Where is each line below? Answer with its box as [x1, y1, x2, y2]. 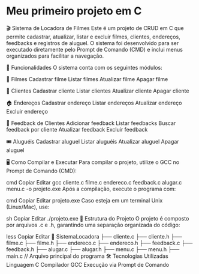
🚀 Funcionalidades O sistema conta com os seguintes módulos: [6, 64, 163, 71]
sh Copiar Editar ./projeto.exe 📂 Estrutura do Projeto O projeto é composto [6, 215, 189, 222]
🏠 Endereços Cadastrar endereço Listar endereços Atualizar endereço [6, 99, 182, 106]
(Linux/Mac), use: [6, 203, 50, 210]
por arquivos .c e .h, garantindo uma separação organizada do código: [6, 221, 180, 228]
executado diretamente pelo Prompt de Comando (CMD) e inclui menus [6, 46, 183, 53]
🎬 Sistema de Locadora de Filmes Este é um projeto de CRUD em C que [6, 24, 184, 31]
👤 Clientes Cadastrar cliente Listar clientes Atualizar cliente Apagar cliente [6, 87, 189, 94]
